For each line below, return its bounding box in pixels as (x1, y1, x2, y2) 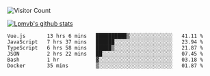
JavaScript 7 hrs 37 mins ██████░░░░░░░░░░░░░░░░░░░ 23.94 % (7, 39, 204, 45)
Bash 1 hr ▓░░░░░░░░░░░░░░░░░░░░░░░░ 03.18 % (7, 56, 204, 63)
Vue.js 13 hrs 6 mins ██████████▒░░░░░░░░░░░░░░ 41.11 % (7, 33, 204, 39)
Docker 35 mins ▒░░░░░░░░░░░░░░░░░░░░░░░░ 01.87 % (7, 62, 204, 69)
